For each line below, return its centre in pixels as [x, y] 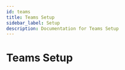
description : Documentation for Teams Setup [62, 28]
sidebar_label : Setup [33, 23]
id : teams [19, 12]
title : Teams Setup [31, 17]
